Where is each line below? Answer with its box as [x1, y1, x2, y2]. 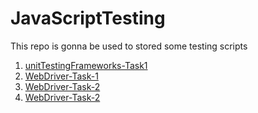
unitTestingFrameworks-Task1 [24, 59, 148, 71]
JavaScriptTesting [10, 7, 166, 30]
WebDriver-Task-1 [24, 70, 99, 82]
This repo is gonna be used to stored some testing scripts [10, 40, 248, 52]
